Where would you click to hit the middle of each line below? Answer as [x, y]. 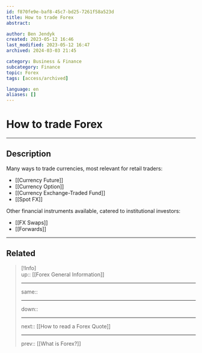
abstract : [19, 23]
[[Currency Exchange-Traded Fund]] [60, 192]
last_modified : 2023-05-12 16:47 [48, 45]
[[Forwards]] [31, 229]
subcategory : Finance [33, 67]
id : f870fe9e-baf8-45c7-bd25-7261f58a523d [60, 12]
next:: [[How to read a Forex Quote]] [66, 326]
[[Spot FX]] [29, 199]
